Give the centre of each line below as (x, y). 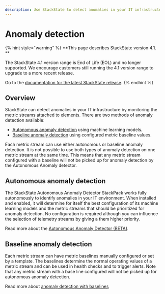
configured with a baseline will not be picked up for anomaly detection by (79, 160)
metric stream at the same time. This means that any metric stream (73, 155)
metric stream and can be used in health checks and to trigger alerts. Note (81, 266)
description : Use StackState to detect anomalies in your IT (69, 10)
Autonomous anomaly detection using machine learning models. (77, 130)
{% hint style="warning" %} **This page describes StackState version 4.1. (81, 48)
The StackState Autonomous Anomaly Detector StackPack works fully (76, 193)
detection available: (25, 120)
